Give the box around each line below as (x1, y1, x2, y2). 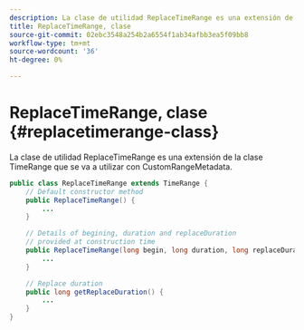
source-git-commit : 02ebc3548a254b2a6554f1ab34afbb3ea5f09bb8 (9, 30, 249, 39)
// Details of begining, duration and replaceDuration (25, 228, 237, 238)
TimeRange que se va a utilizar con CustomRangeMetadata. (9, 160, 233, 172)
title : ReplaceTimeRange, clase (9, 22, 131, 31)
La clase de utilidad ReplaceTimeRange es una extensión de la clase (9, 151, 264, 162)
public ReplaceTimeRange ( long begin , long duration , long (25, 246, 249, 255)
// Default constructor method (25, 187, 144, 196)
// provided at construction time (25, 238, 156, 247)
